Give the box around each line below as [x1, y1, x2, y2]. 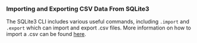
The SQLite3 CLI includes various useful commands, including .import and [6, 18, 189, 25]
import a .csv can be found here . [6, 31, 86, 38]
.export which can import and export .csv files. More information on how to [6, 24, 192, 31]
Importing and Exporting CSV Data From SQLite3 [6, 5, 150, 13]
